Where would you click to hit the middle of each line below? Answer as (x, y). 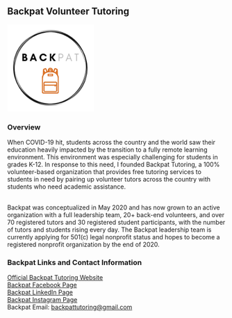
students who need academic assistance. (67, 186)
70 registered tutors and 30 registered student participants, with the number (116, 223)
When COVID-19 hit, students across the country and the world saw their (111, 143)
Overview (24, 127)
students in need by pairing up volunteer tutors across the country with (109, 180)
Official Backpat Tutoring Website (55, 278)
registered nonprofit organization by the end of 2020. (83, 245)
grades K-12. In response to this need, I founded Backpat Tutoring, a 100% (114, 165)
